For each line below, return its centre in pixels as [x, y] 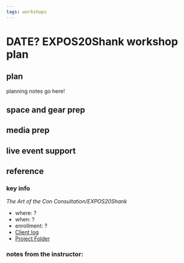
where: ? [26, 213]
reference [25, 171]
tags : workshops [26, 12]
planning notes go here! [35, 91]
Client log [27, 232]
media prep [28, 130]
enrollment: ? [31, 226]
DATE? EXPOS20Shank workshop [92, 41]
